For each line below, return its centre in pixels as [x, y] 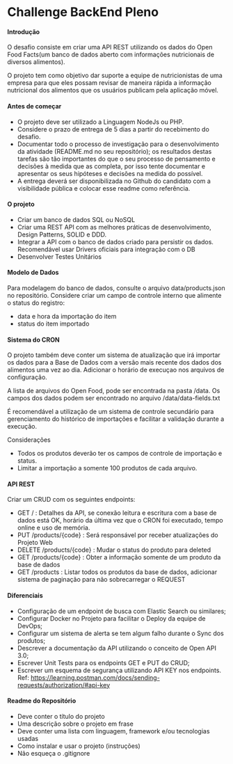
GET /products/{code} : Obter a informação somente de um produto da [119, 557]
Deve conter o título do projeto [61, 716]
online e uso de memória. [54, 528]
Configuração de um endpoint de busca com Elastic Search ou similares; [121, 611]
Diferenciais [25, 595]
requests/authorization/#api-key [63, 685]
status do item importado [53, 324]
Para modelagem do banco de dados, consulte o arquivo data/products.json [116, 288]
